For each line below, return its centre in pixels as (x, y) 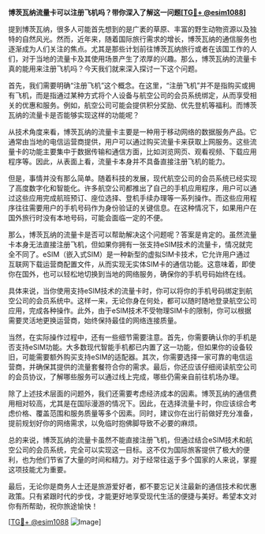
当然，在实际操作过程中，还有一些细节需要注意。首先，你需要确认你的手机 (129, 337)
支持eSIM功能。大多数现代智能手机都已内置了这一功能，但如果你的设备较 (134, 347)
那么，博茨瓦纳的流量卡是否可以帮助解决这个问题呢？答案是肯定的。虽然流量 (132, 235)
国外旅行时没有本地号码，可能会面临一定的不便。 (88, 218)
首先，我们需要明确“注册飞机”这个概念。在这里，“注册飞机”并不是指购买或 (128, 85)
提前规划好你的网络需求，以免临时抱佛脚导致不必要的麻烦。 (105, 423)
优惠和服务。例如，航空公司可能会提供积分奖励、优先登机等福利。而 (132, 105)
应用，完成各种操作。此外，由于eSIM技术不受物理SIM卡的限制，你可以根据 (130, 310)
